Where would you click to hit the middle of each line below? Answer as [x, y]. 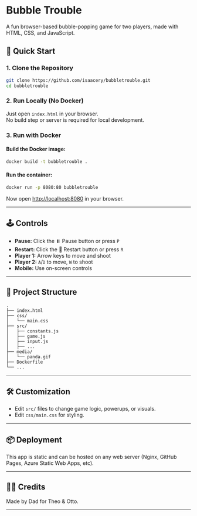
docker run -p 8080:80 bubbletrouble [52, 187]
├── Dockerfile [25, 362]
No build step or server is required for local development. [75, 120]
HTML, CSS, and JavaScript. [40, 32]
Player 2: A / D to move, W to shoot [54, 262]
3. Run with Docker [34, 135]
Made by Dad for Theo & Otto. [43, 501]
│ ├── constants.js [33, 331]
